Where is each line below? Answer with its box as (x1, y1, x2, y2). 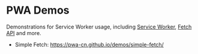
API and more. (6, 29, 41, 36)
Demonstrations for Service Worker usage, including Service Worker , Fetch (6, 23, 192, 30)
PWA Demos (6, 4, 70, 17)
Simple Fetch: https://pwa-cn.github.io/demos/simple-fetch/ (14, 41, 164, 48)
